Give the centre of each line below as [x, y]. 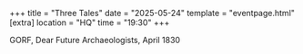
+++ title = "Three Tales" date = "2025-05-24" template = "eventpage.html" [152, 13]
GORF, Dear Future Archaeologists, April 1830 [95, 40]
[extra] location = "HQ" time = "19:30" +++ [90, 22]
